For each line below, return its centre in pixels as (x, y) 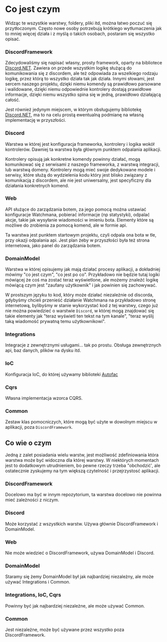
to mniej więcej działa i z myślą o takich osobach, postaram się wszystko (80, 33)
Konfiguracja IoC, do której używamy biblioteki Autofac (62, 374)
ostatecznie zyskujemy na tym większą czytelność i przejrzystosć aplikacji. (82, 471)
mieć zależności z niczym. (32, 500)
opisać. (13, 39)
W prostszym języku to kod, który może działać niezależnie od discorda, (79, 295)
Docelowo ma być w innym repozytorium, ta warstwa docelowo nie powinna (83, 495)
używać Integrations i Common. (38, 582)
